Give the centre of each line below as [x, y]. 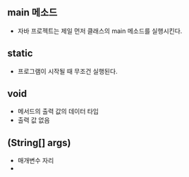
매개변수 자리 [36, 161]
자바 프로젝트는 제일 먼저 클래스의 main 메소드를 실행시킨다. [100, 31]
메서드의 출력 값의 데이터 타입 [58, 112]
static [20, 54]
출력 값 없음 [34, 120]
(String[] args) [39, 143]
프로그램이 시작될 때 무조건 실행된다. [67, 71]
